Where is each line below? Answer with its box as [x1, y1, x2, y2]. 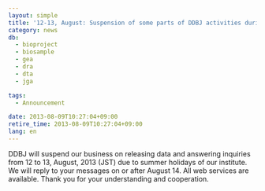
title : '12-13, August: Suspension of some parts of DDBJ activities [8, 19, 242, 27]
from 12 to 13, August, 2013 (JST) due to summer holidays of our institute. [8, 157, 248, 167]
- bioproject [15, 41, 58, 49]
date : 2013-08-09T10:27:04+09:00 [8, 113, 118, 121]
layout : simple [8, 11, 58, 20]
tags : [8, 91, 26, 99]
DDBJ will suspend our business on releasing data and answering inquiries [8, 149, 251, 158]
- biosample [15, 48, 55, 56]
